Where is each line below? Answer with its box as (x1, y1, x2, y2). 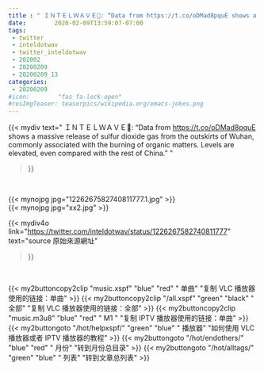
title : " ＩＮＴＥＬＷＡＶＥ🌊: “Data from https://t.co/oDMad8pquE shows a (8, 11, 257, 20)
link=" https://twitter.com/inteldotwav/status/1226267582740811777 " (8, 227, 231, 236)
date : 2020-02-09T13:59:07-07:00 (8, 19, 144, 27)
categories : (8, 78, 48, 86)
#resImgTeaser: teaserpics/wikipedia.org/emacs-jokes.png (8, 100, 204, 108)
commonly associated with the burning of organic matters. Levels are (8, 140, 235, 150)
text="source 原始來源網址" (8, 236, 98, 246)
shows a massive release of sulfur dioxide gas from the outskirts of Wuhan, (8, 132, 255, 141)
